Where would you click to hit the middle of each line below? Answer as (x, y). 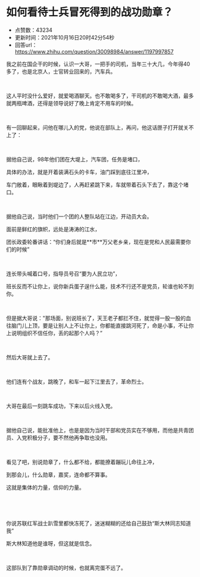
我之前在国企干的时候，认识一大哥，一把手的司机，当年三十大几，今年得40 (98, 64)
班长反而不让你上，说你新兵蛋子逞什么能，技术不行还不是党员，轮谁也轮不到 (100, 286)
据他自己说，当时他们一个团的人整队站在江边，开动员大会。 (79, 216)
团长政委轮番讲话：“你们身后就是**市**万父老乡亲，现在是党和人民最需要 (96, 242)
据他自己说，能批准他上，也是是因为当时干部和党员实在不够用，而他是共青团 (100, 430)
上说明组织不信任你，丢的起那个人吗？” (54, 333)
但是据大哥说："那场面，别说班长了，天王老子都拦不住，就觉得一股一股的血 (99, 318)
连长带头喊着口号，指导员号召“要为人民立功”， (63, 273)
